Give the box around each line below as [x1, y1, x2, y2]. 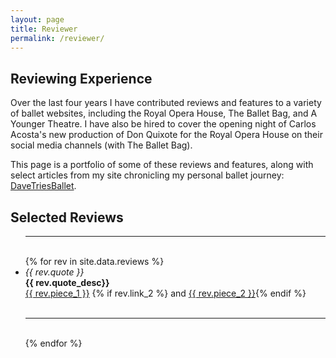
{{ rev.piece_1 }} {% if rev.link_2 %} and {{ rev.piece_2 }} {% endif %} [24, 287, 307, 299]
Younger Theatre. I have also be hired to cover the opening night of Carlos [10, 118, 317, 130]
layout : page [10, 14, 65, 25]
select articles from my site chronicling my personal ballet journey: [10, 169, 285, 181]
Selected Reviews [10, 209, 124, 226]
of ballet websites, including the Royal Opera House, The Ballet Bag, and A [10, 107, 318, 120]
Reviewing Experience [10, 70, 153, 87]
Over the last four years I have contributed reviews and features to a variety [10, 97, 322, 109]
